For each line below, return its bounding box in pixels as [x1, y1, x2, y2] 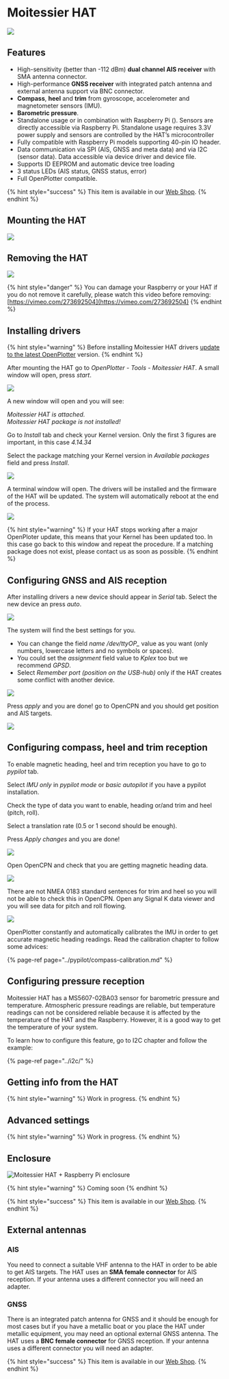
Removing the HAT [7, 252, 89, 264]
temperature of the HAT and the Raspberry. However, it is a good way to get [7, 1015, 221, 1023]
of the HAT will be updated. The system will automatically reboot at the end [7, 492, 219, 501]
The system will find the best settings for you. [7, 626, 136, 634]
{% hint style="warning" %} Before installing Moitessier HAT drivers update [7, 343, 220, 351]
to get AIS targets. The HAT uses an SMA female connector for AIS [7, 1267, 197, 1276]
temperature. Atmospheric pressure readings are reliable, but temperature [7, 1001, 215, 1009]
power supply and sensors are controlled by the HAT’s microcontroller [16, 130, 214, 138]
